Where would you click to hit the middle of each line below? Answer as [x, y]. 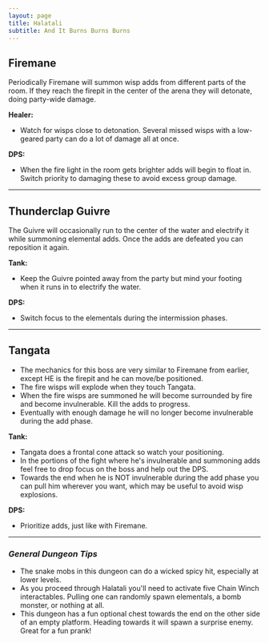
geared [32, 139]
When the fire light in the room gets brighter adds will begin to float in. [135, 170]
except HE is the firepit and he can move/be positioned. [112, 378]
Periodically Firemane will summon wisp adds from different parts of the [127, 82]
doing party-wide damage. [52, 99]
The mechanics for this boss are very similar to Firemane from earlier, [134, 370]
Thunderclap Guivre [59, 211]
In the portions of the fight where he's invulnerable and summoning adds [140, 460]
